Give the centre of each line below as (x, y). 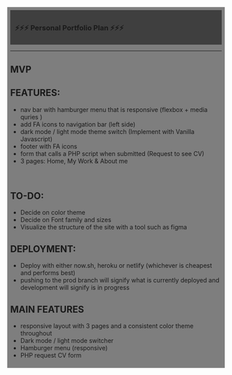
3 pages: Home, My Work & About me (74, 161)
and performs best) (48, 273)
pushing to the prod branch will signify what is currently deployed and (120, 280)
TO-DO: (27, 196)
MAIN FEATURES (47, 309)
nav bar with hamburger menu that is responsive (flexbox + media (114, 109)
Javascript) (37, 139)
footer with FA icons (49, 146)
